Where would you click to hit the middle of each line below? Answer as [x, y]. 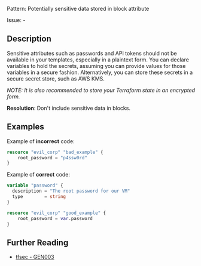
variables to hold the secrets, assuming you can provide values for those [96, 66]
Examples [25, 127]
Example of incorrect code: [41, 141]
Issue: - [16, 20]
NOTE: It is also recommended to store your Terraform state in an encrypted [101, 90]
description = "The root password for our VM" [71, 191]
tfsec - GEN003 [35, 257]
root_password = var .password [55, 218]
